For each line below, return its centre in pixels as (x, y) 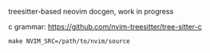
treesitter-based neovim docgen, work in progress (91, 11)
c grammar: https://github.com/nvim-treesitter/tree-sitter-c (105, 26)
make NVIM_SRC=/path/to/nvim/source (69, 41)
